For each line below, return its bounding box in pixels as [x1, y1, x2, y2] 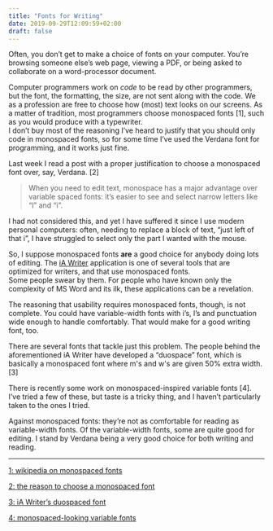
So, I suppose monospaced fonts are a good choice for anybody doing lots [8, 249, 259, 259]
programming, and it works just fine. [8, 143, 130, 153]
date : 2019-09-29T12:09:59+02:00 [8, 20, 122, 28]
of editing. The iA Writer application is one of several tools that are [8, 258, 230, 268]
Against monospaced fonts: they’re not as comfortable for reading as [8, 416, 240, 426]
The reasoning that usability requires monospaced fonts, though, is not [8, 300, 246, 309]
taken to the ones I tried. [8, 401, 90, 410]
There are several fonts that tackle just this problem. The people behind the [8, 341, 261, 351]
